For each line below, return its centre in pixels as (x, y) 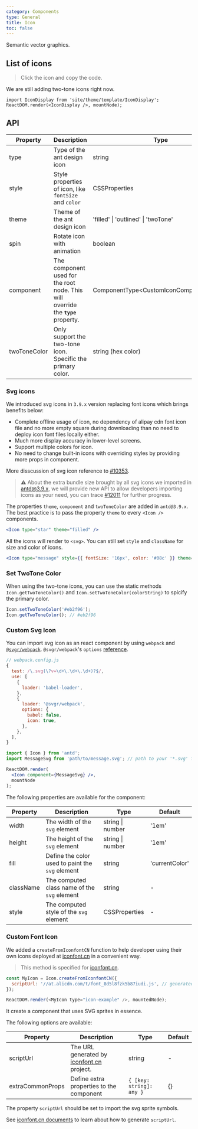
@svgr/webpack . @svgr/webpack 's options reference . (67, 649)
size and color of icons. (34, 548)
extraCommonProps (37, 1086)
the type (65, 312)
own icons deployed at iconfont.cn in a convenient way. (74, 956)
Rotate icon (69, 236)
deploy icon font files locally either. (57, 434)
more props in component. (47, 460)
